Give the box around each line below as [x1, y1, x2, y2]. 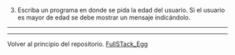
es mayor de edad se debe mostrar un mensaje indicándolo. [17, 13, 191, 22]
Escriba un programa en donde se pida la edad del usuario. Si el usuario [17, 6, 225, 14]
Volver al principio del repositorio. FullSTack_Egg [7, 40, 148, 48]
